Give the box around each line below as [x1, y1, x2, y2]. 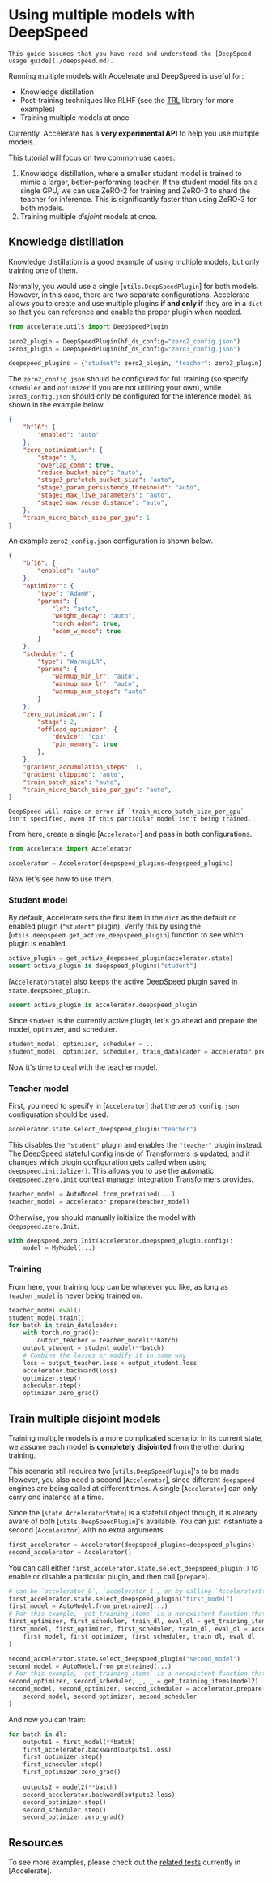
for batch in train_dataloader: [8, 1321, 117, 1329]
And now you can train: [8, 1714, 87, 1724]
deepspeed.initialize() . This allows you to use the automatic [8, 1166, 215, 1175]
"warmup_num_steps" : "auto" [51, 687, 147, 696]
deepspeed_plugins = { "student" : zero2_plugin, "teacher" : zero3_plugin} [8, 360, 263, 368]
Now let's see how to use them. [8, 874, 114, 884]
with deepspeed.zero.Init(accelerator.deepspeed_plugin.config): [8, 1236, 233, 1245]
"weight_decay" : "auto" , [51, 612, 136, 620]
